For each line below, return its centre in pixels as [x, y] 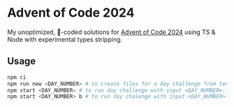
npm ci [17, 77]
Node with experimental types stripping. [65, 39]
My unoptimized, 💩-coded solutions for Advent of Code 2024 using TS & [111, 32]
